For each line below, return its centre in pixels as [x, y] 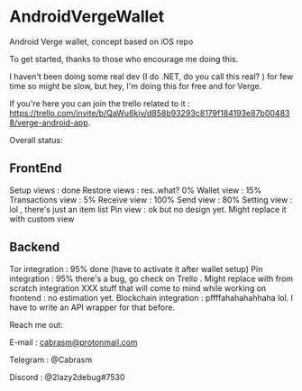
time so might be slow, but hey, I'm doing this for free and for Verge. [136, 86]
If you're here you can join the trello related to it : [100, 103]
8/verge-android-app [49, 123]
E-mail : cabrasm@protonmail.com [73, 342]
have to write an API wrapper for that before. [92, 307]
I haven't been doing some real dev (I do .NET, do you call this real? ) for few [151, 76]
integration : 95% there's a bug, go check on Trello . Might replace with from [151, 278]
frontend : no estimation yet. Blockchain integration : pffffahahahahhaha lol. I [151, 297]
